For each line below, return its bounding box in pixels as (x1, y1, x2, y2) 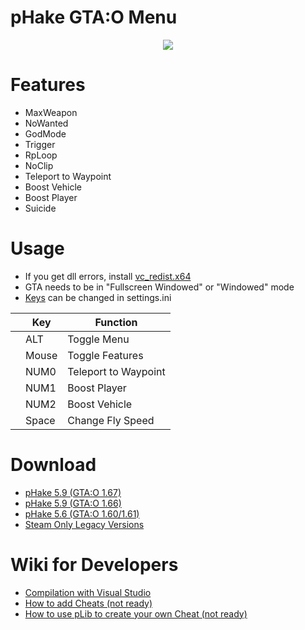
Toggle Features (67, 348, 144, 362)
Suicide (24, 202, 57, 214)
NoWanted (24, 117, 69, 129)
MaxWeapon (24, 106, 78, 118)
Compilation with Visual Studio (24, 586, 152, 598)
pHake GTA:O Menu (10, 6, 178, 29)
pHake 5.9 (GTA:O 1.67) (24, 486, 122, 498)
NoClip (24, 159, 54, 171)
